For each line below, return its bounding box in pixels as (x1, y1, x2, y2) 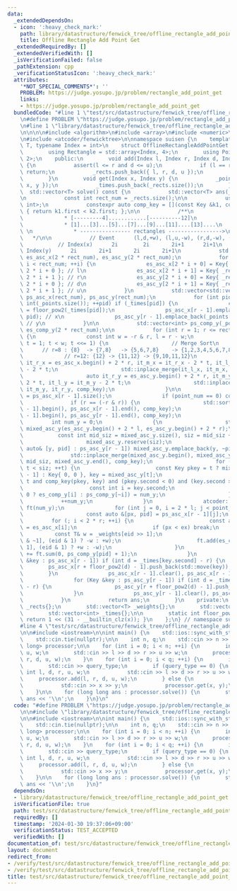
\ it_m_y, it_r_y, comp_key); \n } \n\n (20, 385, 181, 393)
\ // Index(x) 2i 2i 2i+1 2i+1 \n (20, 241, 222, 248)
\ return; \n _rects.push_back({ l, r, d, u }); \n (20, 168, 203, 176)
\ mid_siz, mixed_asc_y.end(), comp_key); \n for (20, 458, 226, 465)
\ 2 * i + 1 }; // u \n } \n (20, 287, 134, 294)
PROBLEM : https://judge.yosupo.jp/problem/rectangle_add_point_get (20, 89, 222, 96)
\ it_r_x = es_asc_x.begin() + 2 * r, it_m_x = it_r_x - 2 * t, (20, 359, 213, 367)
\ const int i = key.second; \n (20, 484, 175, 492)
